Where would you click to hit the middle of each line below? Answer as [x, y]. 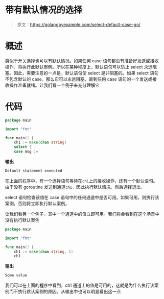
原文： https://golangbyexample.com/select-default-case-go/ [79, 25]
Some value [16, 275]
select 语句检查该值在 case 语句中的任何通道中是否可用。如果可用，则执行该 [82, 197]
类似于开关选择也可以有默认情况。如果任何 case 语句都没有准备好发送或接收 [82, 61]
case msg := [26, 152]
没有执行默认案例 [22, 220]
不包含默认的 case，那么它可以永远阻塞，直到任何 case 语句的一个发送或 [79, 79]
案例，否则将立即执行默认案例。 [37, 203]
